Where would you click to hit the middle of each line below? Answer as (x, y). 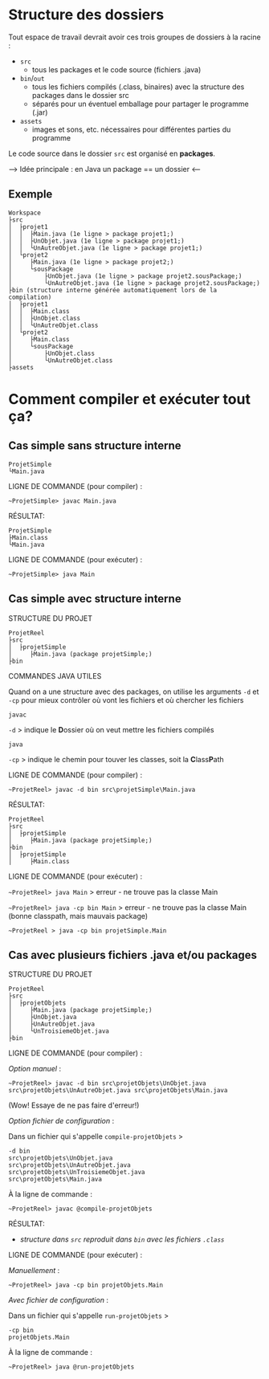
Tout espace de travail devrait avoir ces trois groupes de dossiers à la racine (134, 37)
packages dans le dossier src (81, 95)
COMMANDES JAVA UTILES (55, 675)
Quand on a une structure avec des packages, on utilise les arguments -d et (134, 692)
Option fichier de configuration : (61, 1121)
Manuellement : (34, 1271)
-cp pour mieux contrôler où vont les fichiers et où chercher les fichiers (126, 700)
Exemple (31, 194)
